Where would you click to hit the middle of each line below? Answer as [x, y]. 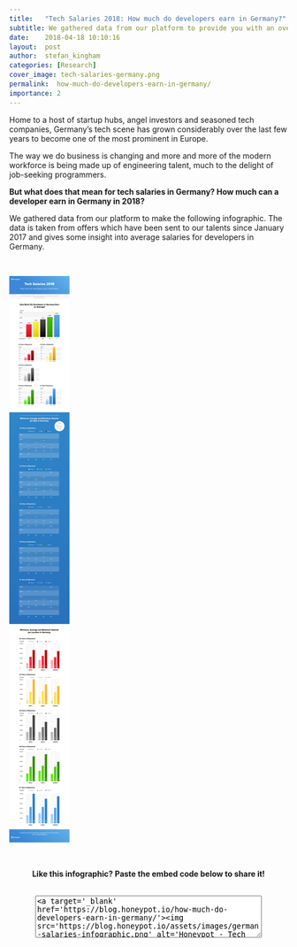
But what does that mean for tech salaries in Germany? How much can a [144, 191]
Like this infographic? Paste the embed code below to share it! [148, 874]
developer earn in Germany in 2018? [77, 201]
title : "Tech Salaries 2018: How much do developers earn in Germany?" [148, 19]
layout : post [35, 47]
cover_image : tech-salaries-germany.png [85, 75]
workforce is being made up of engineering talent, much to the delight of [141, 165]
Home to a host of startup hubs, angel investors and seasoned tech [132, 119]
